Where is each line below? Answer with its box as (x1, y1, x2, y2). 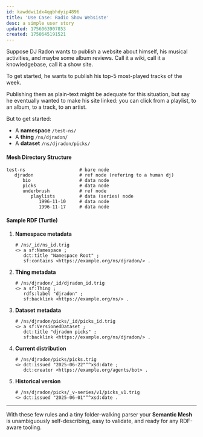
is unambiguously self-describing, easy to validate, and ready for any (6, 417, 179, 424)
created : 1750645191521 (6, 31, 66, 37)
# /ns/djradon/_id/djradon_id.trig (14, 280, 105, 286)
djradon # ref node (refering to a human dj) (14, 172, 174, 178)
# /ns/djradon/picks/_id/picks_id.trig (14, 318, 116, 324)
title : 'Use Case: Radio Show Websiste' (6, 15, 110, 21)
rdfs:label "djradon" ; (23, 291, 83, 297)
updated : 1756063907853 (6, 25, 66, 32)
